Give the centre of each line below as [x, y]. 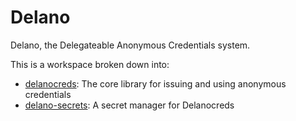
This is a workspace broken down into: [90, 64]
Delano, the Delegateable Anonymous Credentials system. [130, 45]
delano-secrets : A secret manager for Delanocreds [129, 105]
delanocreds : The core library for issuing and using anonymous [155, 83]
